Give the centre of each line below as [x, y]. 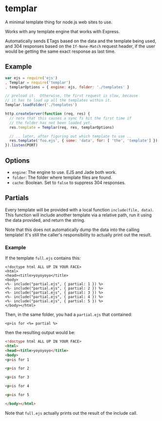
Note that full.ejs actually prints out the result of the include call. [71, 413]
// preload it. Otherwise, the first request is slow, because [72, 96]
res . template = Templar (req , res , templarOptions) [62, 127]
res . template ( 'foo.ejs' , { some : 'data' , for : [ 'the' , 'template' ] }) [84, 141]
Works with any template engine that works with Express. [63, 31]
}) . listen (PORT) [21, 145]
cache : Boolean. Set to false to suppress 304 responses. [69, 182]
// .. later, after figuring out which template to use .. [71, 136]
